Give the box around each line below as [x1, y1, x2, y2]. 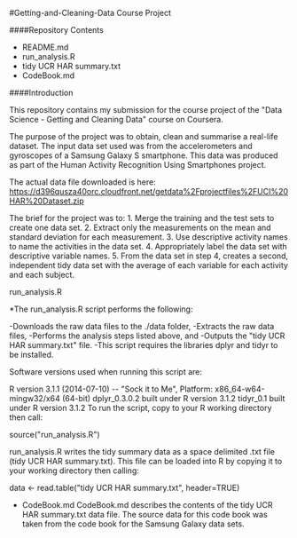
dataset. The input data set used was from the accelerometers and [9, 141, 253, 151]
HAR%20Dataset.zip [9, 195, 84, 206]
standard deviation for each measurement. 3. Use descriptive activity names [9, 232, 288, 242]
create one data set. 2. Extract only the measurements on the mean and [9, 222, 272, 233]
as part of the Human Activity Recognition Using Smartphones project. [9, 160, 267, 170]
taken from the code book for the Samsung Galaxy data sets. [21, 518, 246, 529]
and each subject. [9, 270, 75, 280]
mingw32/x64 [9, 393, 60, 403]
